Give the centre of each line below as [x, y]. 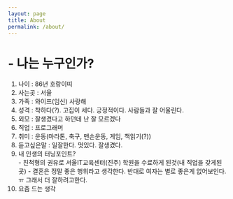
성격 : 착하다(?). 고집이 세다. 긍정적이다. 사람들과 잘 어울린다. [101, 110]
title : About [27, 20]
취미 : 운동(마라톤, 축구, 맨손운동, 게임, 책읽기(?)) [85, 136]
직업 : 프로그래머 [41, 128]
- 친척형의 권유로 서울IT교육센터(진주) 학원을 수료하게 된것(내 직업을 [111, 163]
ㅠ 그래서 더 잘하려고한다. [53, 180]
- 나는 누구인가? [51, 63]
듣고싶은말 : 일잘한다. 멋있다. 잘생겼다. [70, 145]
